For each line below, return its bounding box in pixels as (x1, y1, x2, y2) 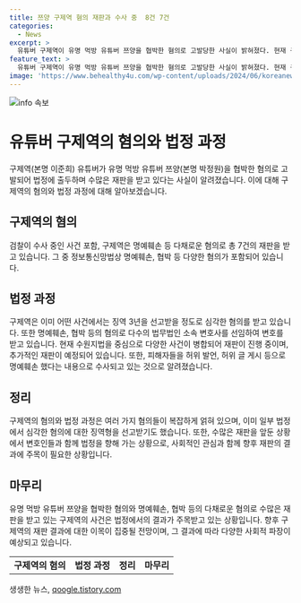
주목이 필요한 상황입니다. (25, 449, 113, 460)
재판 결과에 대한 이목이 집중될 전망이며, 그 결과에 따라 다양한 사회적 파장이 (32, 525, 291, 536)
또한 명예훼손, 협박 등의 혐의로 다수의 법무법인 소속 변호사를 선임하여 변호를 (21, 328, 284, 339)
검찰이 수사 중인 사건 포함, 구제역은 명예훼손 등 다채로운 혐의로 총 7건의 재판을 (9, 239, 281, 251)
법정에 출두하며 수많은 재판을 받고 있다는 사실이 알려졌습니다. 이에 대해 (32, 174, 279, 185)
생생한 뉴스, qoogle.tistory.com (9, 583, 122, 594)
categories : (9, 22, 54, 30)
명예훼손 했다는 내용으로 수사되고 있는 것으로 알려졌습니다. (9, 361, 213, 372)
